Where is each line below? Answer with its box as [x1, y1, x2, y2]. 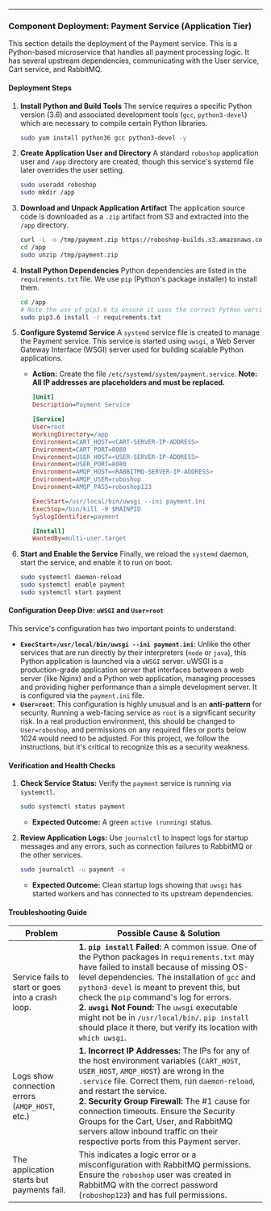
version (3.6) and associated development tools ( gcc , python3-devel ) [19, 110, 248, 119]
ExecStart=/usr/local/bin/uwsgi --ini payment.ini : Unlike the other [19, 639, 251, 649]
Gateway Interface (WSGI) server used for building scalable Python [19, 345, 244, 355]
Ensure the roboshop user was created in [78, 1169, 231, 1180]
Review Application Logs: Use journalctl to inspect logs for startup [19, 833, 248, 843]
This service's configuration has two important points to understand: [8, 624, 236, 633]
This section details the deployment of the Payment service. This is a [8, 39, 238, 48]
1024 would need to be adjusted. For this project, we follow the [19, 733, 230, 743]
